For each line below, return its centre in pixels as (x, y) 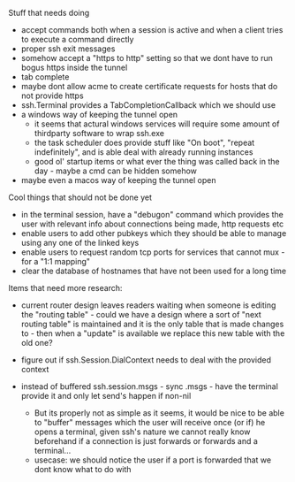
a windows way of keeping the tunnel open (99, 115)
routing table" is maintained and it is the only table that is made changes (152, 324)
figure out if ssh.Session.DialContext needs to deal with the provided (146, 360)
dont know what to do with (83, 469)
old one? (37, 343)
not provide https (53, 96)
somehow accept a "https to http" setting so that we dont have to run (147, 58)
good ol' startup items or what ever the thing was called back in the (157, 161)
